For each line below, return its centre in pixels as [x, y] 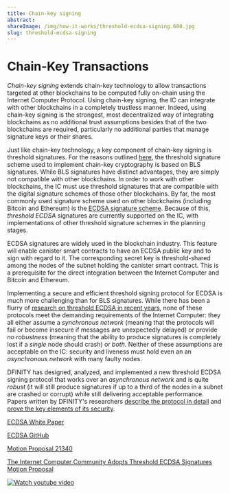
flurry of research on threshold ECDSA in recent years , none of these [105, 308]
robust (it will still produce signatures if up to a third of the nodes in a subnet [115, 387]
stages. [18, 230]
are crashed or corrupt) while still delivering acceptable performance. [105, 394]
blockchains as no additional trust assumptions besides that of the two [107, 122]
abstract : [21, 20]
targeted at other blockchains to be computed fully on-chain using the [106, 93]
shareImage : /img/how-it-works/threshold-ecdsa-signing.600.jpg [101, 26]
